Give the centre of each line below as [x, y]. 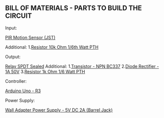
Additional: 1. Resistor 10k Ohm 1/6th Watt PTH [52, 47]
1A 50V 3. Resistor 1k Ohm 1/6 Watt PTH [45, 71]
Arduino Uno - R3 [23, 91]
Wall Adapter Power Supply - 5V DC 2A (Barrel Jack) [59, 110]
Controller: [16, 81]
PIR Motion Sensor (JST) [30, 37]
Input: [11, 28]
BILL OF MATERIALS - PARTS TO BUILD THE [74, 8]
